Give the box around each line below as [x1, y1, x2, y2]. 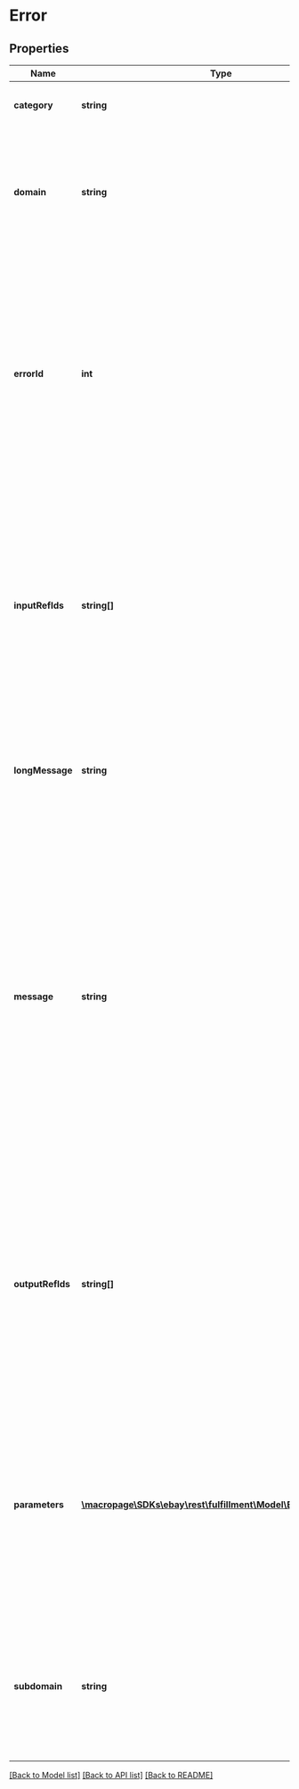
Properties [9, 41, 69, 56]
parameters [13, 1498, 64, 1511]
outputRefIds [13, 1278, 71, 1290]
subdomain [13, 1680, 63, 1692]
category [13, 99, 53, 111]
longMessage [13, 764, 73, 776]
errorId [13, 367, 44, 380]
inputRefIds [13, 599, 64, 611]
